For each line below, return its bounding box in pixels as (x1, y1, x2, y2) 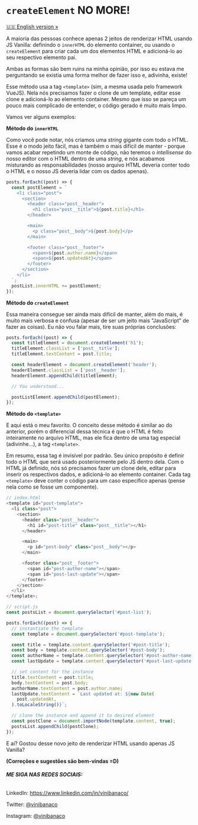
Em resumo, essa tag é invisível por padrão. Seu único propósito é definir (6, 452, 184, 459)
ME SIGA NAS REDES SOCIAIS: (6, 771, 83, 778)
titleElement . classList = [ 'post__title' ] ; (11, 345, 120, 352)
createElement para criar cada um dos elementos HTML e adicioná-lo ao (6, 47, 183, 54)
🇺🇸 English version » (6, 23, 59, 30)
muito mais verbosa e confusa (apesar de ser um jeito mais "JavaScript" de (6, 317, 189, 324)
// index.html (6, 495, 41, 501)
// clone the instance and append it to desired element (11, 713, 155, 719)
